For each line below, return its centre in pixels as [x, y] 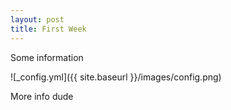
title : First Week [48, 29]
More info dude [42, 96]
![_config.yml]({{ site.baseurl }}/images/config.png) [116, 77]
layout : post [37, 19]
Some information [47, 57]
